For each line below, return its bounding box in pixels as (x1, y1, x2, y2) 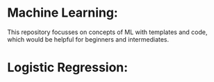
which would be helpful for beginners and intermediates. (7, 35, 170, 43)
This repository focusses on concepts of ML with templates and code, (7, 28, 208, 36)
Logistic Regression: (7, 60, 129, 76)
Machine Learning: (7, 5, 118, 21)
